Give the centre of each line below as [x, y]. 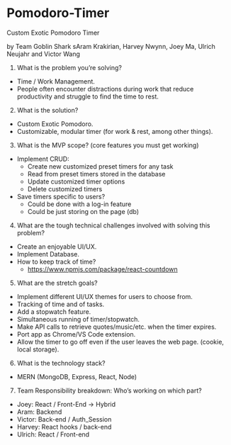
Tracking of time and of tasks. [61, 304]
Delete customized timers [65, 188]
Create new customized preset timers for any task [101, 166]
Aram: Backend [39, 412]
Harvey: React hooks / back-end [64, 427]
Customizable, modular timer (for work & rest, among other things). [115, 131]
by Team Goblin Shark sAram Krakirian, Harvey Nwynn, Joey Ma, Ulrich [111, 46]
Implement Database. [48, 254]
